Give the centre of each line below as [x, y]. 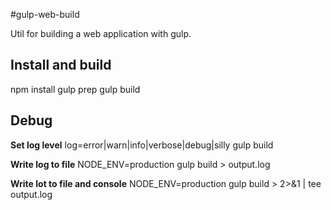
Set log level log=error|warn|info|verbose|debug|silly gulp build [142, 145]
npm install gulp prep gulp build [75, 89]
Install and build [61, 65]
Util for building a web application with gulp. [101, 33]
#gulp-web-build [45, 14]
